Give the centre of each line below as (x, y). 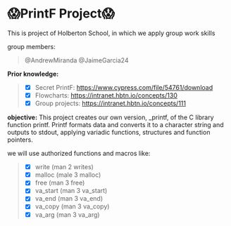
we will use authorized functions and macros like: (79, 154)
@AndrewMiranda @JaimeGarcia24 (76, 60)
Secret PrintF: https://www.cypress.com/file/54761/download (124, 87)
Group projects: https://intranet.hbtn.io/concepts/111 (111, 103)
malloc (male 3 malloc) (68, 175)
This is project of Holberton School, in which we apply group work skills (111, 33)
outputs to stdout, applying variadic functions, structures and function (109, 133)
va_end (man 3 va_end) (69, 199)
